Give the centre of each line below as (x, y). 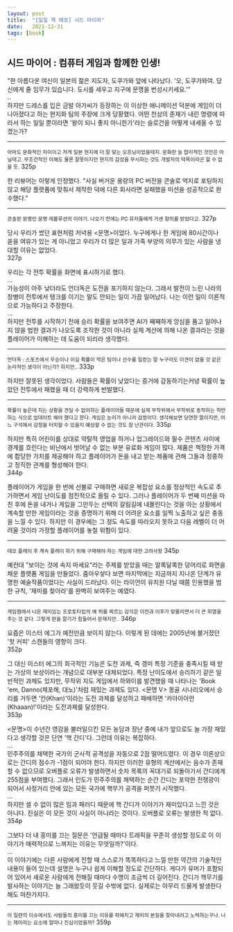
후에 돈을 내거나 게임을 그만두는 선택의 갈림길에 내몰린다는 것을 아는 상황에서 (118, 504)
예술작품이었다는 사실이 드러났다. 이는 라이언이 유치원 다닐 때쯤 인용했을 (117, 582)
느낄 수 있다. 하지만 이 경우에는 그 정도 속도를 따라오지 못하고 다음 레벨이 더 (116, 522)
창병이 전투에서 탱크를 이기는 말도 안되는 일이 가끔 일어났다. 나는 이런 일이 (107, 297)
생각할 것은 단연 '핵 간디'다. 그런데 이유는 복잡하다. (88, 738)
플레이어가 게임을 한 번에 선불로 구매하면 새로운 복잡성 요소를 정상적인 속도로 (111, 487)
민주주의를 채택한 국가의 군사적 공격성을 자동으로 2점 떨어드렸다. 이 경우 (104, 754)
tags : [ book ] (26, 33)
